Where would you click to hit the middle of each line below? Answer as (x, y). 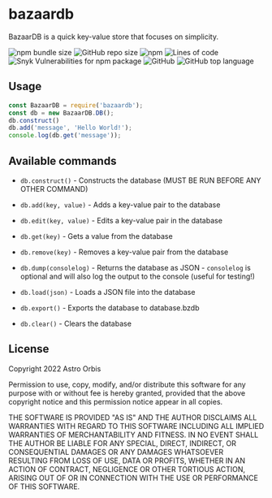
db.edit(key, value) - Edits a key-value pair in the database (121, 220)
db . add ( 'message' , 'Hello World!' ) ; (70, 128)
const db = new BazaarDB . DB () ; (61, 113)
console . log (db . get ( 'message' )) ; (65, 136)
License (29, 349)
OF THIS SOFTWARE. (44, 486)
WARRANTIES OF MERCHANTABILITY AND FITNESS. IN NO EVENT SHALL (134, 435)
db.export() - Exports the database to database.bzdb (110, 307)
